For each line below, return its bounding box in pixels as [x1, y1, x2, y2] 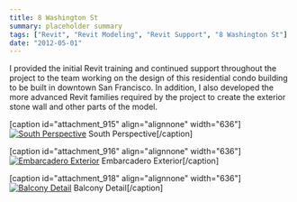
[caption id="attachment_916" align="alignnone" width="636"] [9, 146, 241, 157]
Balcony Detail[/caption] [73, 182, 164, 194]
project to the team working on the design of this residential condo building [9, 73, 288, 84]
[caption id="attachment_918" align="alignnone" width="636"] [9, 173, 241, 184]
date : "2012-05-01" [9, 38, 83, 48]
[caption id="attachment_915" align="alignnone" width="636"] [9, 119, 241, 130]
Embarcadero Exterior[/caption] [101, 155, 219, 167]
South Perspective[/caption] [88, 128, 193, 140]
